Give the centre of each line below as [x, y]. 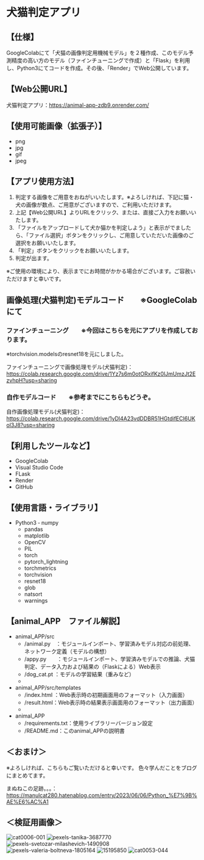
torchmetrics [40, 568]
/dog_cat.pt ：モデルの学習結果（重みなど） [79, 674]
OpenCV [35, 542]
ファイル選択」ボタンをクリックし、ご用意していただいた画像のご [111, 235]
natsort [33, 594]
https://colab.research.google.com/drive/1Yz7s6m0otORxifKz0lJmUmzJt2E [101, 374]
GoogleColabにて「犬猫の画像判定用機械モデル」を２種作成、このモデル [97, 53]
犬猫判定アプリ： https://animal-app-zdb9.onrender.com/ [78, 105]
